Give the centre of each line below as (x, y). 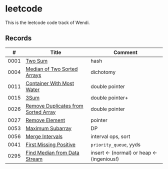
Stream (34, 159)
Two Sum (37, 60)
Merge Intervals (44, 136)
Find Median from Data (52, 152)
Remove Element (45, 120)
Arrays (33, 75)
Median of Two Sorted (52, 69)
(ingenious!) (105, 159)
